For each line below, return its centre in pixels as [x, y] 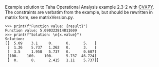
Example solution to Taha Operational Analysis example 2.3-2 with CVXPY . [80, 7]
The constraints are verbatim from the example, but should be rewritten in [79, 12]
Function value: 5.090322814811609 [41, 31]
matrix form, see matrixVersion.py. [40, 17]
